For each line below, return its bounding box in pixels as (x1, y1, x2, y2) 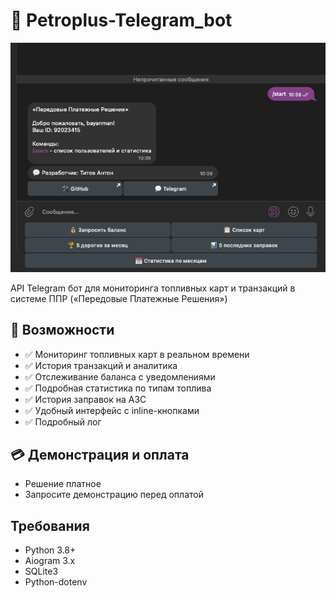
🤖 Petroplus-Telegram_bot (10, 9, 233, 32)
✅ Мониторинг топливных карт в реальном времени (24, 348, 250, 360)
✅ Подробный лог (24, 415, 102, 428)
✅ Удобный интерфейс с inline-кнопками (24, 404, 200, 416)
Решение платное (24, 478, 102, 490)
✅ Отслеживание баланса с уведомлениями (24, 370, 216, 383)
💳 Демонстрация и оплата (10, 446, 190, 463)
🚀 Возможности (10, 322, 115, 339)
